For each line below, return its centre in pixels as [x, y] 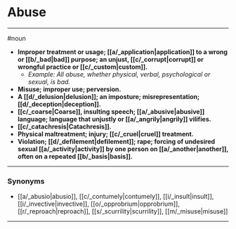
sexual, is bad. [49, 81]
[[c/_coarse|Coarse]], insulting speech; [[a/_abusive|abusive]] [111, 111]
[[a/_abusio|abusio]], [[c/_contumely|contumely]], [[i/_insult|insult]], [116, 197]
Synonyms [26, 181]
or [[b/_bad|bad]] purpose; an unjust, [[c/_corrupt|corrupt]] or [110, 59]
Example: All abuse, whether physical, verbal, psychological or [119, 74]
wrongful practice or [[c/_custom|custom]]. [83, 67]
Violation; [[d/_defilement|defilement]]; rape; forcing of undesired [116, 141]
